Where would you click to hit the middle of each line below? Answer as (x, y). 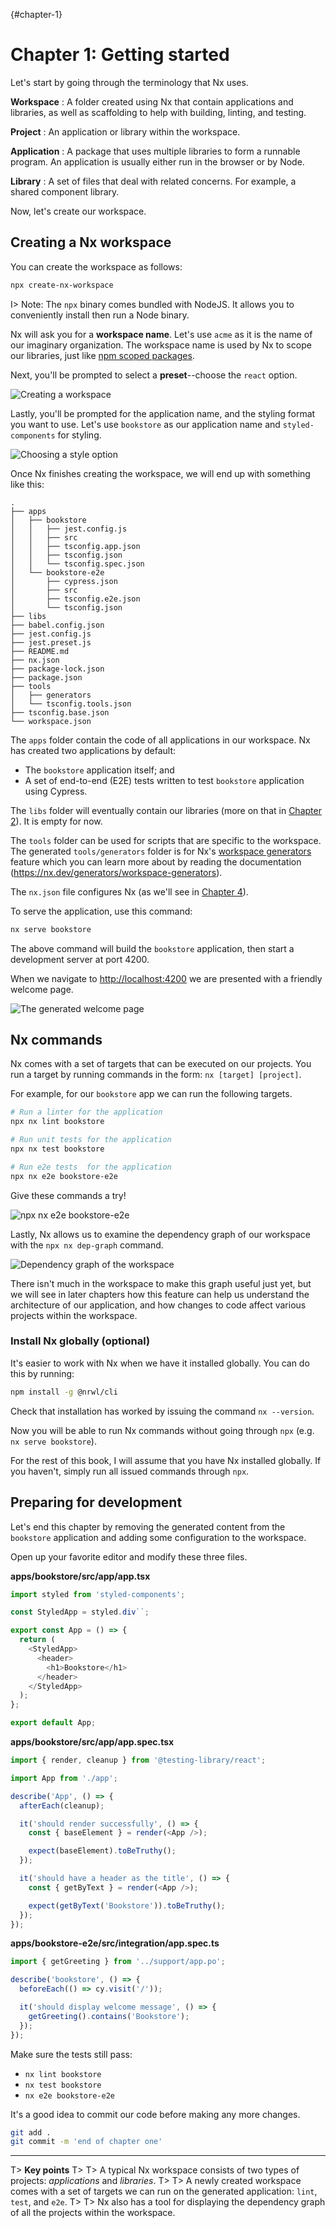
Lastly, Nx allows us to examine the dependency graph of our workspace (160, 1234)
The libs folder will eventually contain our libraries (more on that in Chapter (166, 810)
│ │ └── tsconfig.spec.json (77, 564)
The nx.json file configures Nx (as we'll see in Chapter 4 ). (129, 891)
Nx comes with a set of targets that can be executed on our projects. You (161, 1064)
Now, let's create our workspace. (78, 211)
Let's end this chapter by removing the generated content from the (148, 1526)
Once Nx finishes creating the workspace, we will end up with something (160, 473)
